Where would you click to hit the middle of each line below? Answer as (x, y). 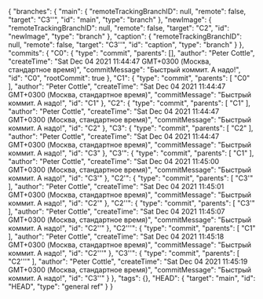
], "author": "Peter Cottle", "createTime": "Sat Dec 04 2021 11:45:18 (116, 236)
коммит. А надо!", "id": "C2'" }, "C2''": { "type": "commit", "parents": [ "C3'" (131, 203)
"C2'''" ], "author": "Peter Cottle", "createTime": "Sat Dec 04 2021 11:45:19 (128, 261)
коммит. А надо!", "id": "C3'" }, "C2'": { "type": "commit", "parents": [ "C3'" (131, 178)
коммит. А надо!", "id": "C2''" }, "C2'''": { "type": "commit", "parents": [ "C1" (132, 228)
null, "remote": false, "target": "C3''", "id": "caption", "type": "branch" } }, (126, 45)
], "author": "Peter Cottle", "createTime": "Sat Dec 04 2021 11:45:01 (116, 186)
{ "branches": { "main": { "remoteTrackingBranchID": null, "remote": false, (127, 11)
